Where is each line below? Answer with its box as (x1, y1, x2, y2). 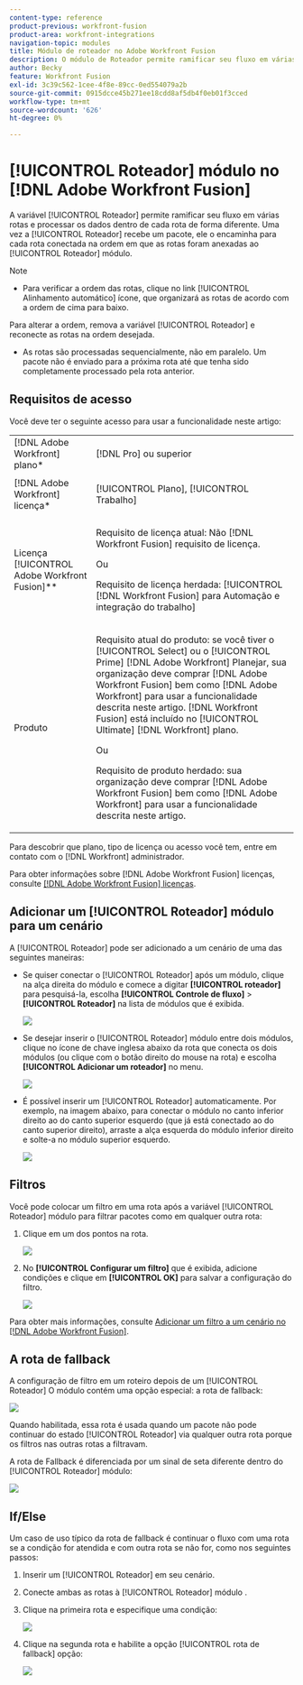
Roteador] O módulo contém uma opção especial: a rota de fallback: (9, 1386, 263, 1396)
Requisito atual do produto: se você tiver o (96, 633, 275, 646)
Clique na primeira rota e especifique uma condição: (22, 1605, 218, 1616)
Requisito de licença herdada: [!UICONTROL (96, 578, 283, 591)
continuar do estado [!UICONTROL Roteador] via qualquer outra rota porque (9, 1429, 293, 1440)
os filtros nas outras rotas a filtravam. (9, 1439, 149, 1450)
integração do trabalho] (96, 601, 197, 613)
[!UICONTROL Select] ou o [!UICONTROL (96, 644, 271, 657)
